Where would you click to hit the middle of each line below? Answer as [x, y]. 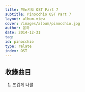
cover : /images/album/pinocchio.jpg [42, 23]
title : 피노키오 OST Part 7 [32, 10]
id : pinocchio [20, 42]
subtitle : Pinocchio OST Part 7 [38, 14]
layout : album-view [25, 19]
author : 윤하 [17, 28]
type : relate [18, 46]
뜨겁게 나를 [23, 85]
